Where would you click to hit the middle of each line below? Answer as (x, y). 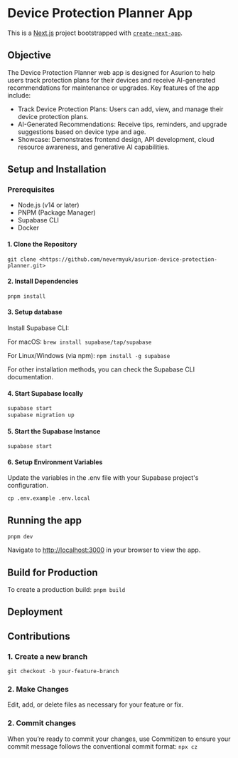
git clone (22, 259)
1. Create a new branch (48, 656)
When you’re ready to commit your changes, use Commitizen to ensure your (119, 739)
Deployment (35, 612)
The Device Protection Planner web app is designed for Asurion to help (111, 72)
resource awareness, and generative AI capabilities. (93, 147)
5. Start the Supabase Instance (54, 431)
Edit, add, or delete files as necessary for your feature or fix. (96, 705)
